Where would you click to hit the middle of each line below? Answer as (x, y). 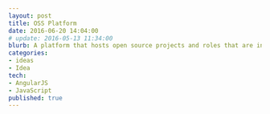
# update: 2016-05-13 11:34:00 (61, 38)
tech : (17, 75)
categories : (28, 53)
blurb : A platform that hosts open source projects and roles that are (131, 46)
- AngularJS (28, 83)
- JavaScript (30, 90)
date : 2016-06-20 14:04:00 (53, 31)
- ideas (21, 61)
